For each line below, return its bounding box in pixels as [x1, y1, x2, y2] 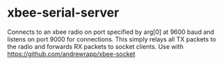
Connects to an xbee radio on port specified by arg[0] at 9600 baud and [7, 28, 215, 36]
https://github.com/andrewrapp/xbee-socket [7, 50, 135, 58]
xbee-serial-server [7, 5, 119, 21]
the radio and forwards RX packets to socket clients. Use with [7, 42, 184, 50]
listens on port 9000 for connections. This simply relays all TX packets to [7, 35, 217, 43]
